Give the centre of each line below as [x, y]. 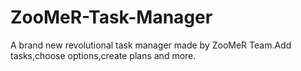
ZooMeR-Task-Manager [111, 17]
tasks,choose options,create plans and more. [103, 55]
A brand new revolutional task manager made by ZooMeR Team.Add [151, 45]
